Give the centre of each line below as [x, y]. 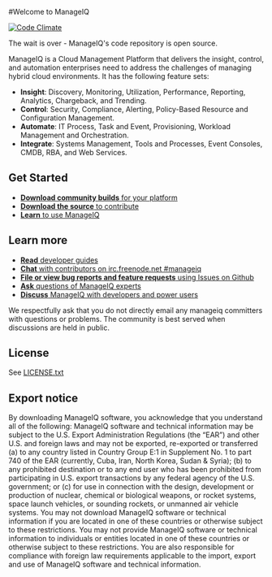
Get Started [38, 178]
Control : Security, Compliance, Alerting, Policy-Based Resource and [134, 109]
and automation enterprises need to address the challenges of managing [130, 67]
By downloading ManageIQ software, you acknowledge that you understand [136, 418]
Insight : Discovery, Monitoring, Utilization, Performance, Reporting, [133, 92]
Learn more [38, 240]
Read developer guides [59, 260]
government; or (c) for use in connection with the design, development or [131, 487]
